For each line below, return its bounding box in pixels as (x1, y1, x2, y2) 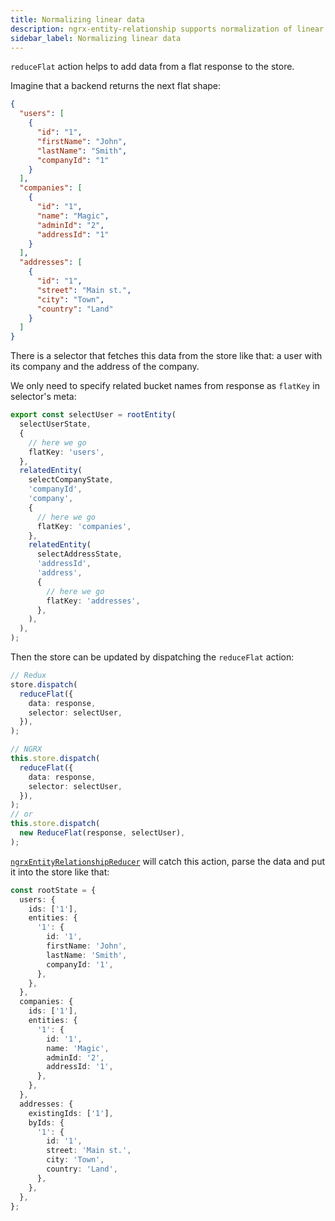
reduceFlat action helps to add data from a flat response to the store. (10, 61, 295, 73)
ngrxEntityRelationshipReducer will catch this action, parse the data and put (10, 855, 326, 867)
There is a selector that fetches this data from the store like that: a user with (10, 350, 323, 362)
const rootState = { (10, 885, 97, 895)
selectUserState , (19, 419, 92, 429)
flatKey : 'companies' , (36, 521, 132, 531)
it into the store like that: (10, 866, 110, 878)
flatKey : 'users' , (28, 447, 105, 457)
